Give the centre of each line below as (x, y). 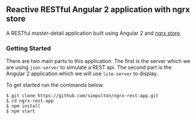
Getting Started (28, 48)
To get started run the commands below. (55, 85)
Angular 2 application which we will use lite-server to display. (82, 74)
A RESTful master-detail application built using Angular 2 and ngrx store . (94, 33)
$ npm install (23, 106)
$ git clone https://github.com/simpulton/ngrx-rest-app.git (82, 96)
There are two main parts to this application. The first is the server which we (98, 61)
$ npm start (21, 111)
